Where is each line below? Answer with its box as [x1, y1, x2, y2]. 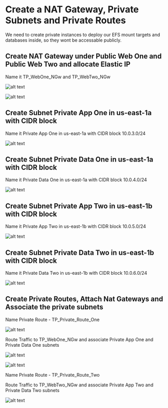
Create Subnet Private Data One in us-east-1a [5, 155, 154, 164]
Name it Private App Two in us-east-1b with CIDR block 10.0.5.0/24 [5, 223, 146, 229]
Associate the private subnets [5, 303, 103, 312]
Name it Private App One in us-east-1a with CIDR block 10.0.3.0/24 [5, 130, 146, 136]
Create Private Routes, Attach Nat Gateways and [5, 295, 163, 304]
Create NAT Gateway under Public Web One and [5, 52, 162, 61]
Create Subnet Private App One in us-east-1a [5, 109, 152, 117]
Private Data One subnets [5, 342, 59, 348]
